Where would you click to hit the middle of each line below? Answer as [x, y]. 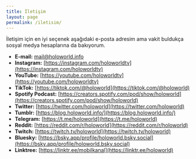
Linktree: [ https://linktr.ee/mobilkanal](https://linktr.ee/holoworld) [94, 150]
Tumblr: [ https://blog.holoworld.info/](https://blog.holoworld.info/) [95, 113]
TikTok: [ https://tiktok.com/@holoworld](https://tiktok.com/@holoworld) [102, 88]
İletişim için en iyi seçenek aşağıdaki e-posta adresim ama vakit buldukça [95, 39]
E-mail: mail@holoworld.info [49, 57]
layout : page [22, 17]
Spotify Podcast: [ [37, 94]
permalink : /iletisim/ [34, 22]
